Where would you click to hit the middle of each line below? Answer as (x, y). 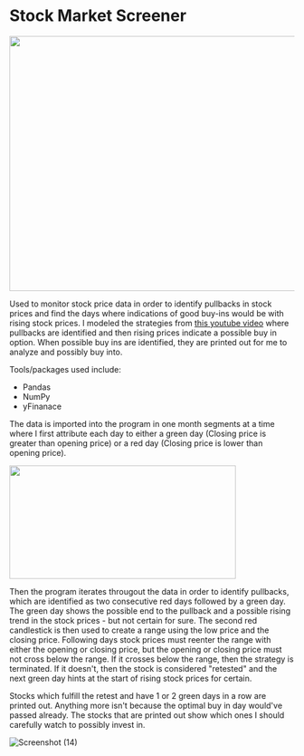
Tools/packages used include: (66, 369)
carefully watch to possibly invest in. (77, 724)
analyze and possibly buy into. (66, 352)
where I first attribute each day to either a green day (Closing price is (138, 433)
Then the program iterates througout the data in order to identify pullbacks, (149, 591)
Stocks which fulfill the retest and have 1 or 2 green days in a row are (138, 695)
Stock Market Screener (98, 16)
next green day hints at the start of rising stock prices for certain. (131, 678)
